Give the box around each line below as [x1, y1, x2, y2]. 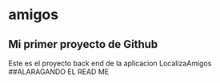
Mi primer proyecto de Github [8, 38, 158, 51]
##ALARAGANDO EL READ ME [8, 67, 110, 77]
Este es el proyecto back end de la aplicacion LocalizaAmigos [8, 58, 212, 68]
